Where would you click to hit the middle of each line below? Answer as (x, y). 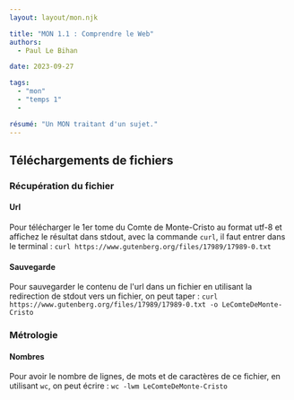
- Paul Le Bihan (48, 50)
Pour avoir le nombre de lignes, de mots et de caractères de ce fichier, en (145, 377)
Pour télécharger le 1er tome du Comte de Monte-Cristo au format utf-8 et (146, 227)
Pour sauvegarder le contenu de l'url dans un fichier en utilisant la (131, 287)
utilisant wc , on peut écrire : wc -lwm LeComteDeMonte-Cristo (119, 386)
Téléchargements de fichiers (91, 160)
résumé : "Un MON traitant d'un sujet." (84, 124)
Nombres (27, 356)
